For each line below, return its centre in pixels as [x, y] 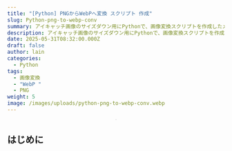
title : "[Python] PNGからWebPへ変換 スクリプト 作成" [80, 13]
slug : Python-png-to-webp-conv [52, 20]
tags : [15, 71]
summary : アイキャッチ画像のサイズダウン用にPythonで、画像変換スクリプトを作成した [115, 26]
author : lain [26, 52]
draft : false [26, 46]
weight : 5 [21, 97]
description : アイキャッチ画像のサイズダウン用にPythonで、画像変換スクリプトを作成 [116, 33]
